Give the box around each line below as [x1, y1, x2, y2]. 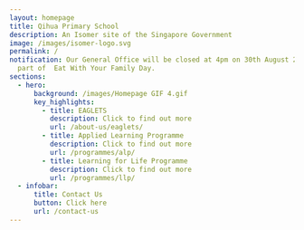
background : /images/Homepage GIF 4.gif [33, 89, 188, 98]
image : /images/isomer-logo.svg [9, 38, 131, 48]
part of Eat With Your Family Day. [17, 64, 156, 73]
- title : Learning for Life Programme [42, 156, 188, 166]
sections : [9, 72, 47, 81]
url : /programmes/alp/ [49, 148, 136, 157]
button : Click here [33, 198, 107, 208]
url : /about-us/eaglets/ [49, 123, 144, 132]
